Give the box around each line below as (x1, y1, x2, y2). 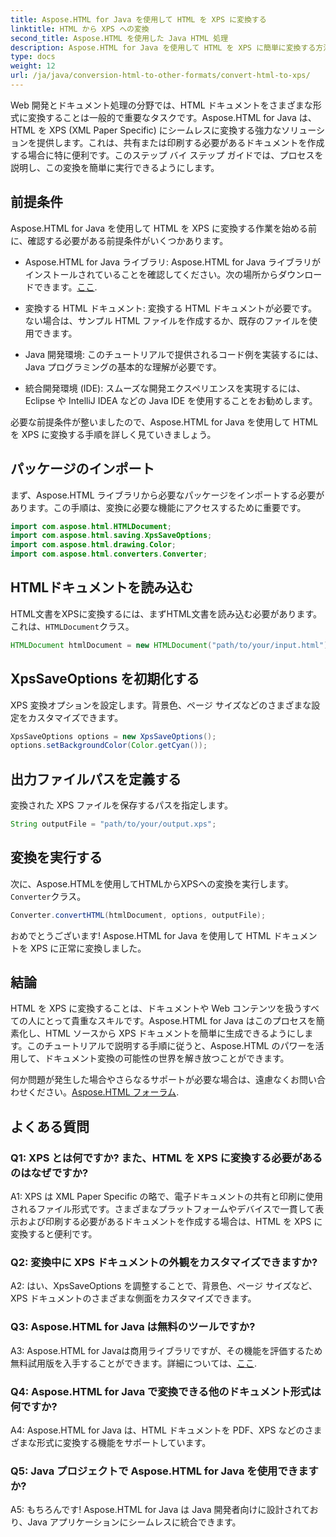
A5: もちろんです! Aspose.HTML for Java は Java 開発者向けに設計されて (10, 1504, 310, 1516)
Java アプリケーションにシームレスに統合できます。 (27, 1516, 242, 1528)
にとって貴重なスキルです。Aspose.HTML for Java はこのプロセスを (36, 1015, 317, 1027)
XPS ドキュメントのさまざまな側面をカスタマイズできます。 (10, 1292, 257, 1305)
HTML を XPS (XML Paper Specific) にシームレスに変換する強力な (10, 124, 282, 136)
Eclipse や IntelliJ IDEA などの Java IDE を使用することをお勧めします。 (24, 394, 318, 406)
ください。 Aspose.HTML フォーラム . (27, 1086, 180, 1098)
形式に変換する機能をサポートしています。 (36, 1437, 212, 1449)
